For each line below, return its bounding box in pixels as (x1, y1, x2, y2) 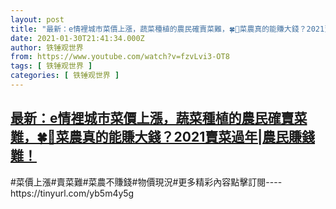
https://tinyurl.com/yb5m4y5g (10, 187, 135, 199)
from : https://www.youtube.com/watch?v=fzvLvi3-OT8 (10, 52, 230, 62)
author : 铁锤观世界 (10, 42, 84, 53)
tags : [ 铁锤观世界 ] (10, 61, 93, 71)
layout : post (10, 14, 65, 25)
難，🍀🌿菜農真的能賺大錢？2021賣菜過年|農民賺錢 (10, 129, 316, 146)
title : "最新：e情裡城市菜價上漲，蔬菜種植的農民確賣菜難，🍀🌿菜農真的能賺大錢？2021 (10, 24, 325, 34)
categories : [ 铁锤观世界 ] (10, 71, 120, 81)
